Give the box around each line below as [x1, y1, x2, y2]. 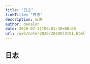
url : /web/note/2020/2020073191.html [5, 31, 85, 36]
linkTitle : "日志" [5, 12, 43, 17]
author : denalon [5, 21, 40, 27]
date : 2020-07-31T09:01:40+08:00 [5, 26, 76, 31]
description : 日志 [5, 17, 43, 22]
